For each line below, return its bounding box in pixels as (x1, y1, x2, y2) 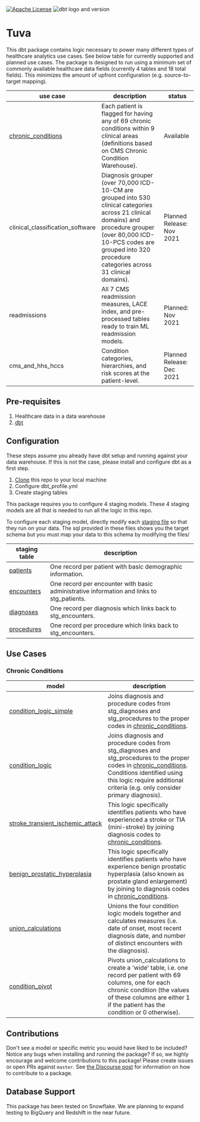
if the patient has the (107, 1001, 165, 1009)
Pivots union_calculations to (107, 956, 186, 964)
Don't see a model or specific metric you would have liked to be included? (6, 1045, 187, 1052)
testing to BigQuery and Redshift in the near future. (6, 1109, 132, 1116)
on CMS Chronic (101, 146, 148, 155)
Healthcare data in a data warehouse (14, 412, 106, 420)
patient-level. (101, 376, 140, 385)
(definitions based (101, 139, 152, 147)
